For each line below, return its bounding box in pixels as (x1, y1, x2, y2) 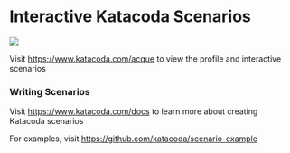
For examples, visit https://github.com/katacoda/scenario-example (9, 133, 257, 144)
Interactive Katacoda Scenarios (9, 6, 251, 27)
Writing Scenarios (9, 85, 90, 98)
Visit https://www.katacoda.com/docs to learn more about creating (9, 106, 258, 117)
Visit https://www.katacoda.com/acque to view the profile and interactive (9, 53, 282, 64)
